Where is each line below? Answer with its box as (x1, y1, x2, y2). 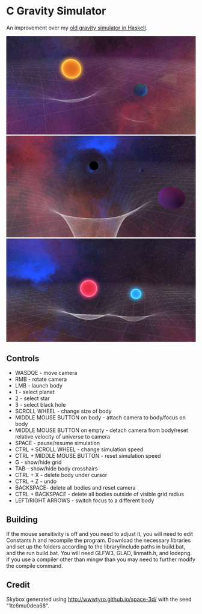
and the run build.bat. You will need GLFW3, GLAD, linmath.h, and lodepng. (6, 550, 192, 557)
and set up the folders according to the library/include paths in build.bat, (6, 543, 185, 550)
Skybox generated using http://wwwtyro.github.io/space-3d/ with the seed (6, 596, 192, 603)
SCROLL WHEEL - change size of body (14, 407, 112, 415)
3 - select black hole (14, 401, 66, 409)
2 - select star (14, 395, 50, 402)
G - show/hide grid (14, 458, 62, 466)
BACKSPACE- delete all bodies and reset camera (14, 484, 136, 491)
